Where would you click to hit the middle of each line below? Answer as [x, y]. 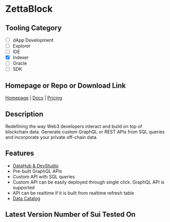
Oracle [20, 63]
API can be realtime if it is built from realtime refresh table [73, 193]
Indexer [21, 57]
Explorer [21, 46]
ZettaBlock [29, 9]
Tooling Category [34, 28]
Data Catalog [27, 198]
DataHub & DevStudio [35, 166]
